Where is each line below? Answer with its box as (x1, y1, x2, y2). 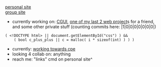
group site (5, 9, 26, 15)
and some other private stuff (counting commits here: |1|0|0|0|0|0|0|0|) (12, 24, 157, 30)
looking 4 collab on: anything (12, 51, 71, 57)
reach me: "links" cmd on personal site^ (12, 56, 93, 62)
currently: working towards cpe (12, 46, 76, 51)
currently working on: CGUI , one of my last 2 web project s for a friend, (12, 19, 155, 24)
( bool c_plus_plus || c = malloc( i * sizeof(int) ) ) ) (14, 37, 135, 42)
